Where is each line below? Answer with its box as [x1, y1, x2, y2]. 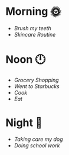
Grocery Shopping [14, 76, 60, 83]
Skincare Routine [14, 31, 56, 38]
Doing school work [14, 141, 60, 149]
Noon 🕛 [5, 53, 46, 66]
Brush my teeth [14, 24, 51, 31]
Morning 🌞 [5, 5, 61, 18]
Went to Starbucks [14, 82, 60, 90]
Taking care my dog [14, 135, 63, 143]
